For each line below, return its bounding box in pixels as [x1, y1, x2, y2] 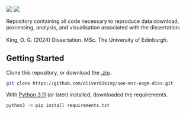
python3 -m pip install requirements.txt [6, 102, 110, 108]
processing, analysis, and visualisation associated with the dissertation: [6, 24, 181, 31]
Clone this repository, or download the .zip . [6, 69, 111, 76]
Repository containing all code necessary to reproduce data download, [6, 18, 179, 25]
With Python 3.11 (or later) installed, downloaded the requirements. [6, 91, 168, 98]
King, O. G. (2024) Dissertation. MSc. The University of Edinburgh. [6, 36, 168, 43]
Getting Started [6, 53, 65, 63]
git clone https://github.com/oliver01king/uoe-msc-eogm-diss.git [6, 80, 174, 86]
